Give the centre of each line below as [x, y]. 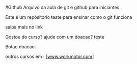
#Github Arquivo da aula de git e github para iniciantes [62, 7]
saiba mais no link [24, 27]
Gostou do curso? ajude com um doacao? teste [55, 37]
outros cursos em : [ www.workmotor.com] [50, 56]
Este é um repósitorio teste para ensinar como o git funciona [69, 17]
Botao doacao [20, 47]
